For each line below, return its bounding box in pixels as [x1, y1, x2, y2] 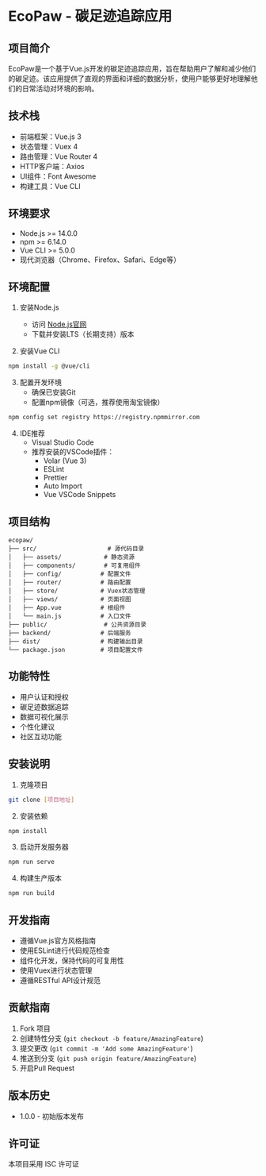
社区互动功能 [19, 731, 62, 741]
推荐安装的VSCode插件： [31, 447, 115, 457]
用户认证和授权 [19, 692, 69, 701]
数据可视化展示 [19, 711, 69, 721]
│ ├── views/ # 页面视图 [8, 596, 132, 603]
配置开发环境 [19, 378, 62, 388]
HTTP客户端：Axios [19, 161, 85, 171]
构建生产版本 [19, 873, 62, 883]
